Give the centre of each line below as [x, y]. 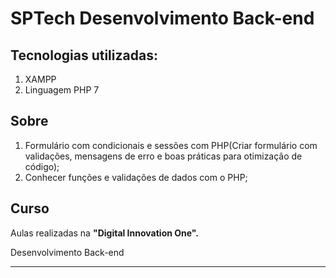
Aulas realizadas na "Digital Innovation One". [104, 233]
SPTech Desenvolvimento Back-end [162, 18]
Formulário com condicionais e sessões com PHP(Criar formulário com [171, 145]
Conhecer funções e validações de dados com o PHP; [136, 177]
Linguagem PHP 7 [62, 90]
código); [42, 166]
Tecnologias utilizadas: [84, 55]
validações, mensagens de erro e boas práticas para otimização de [163, 156]
